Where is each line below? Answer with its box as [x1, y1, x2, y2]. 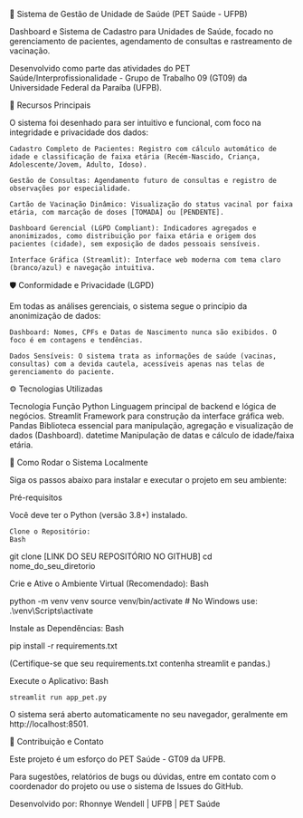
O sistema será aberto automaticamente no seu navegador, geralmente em [9, 709, 289, 719]
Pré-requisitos [9, 492, 63, 503]
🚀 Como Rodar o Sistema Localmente [9, 457, 148, 467]
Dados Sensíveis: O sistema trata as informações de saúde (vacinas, [9, 351, 278, 361]
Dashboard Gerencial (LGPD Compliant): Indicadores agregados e [9, 224, 257, 233]
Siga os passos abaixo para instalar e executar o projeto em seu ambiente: [9, 475, 288, 485]
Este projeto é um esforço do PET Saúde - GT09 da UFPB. [9, 754, 226, 765]
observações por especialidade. [9, 184, 131, 193]
